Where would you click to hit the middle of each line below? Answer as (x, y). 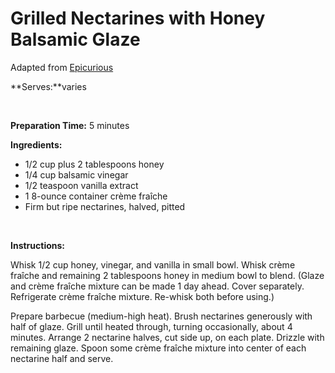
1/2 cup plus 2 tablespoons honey (94, 164)
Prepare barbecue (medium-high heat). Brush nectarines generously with (161, 316)
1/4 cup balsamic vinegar (76, 174)
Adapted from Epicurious (62, 67)
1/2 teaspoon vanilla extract (81, 185)
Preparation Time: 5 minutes (70, 125)
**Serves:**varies (48, 86)
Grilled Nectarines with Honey (138, 18)
